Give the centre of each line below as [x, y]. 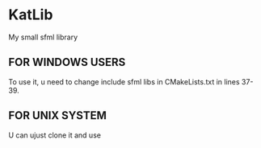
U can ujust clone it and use [55, 135]
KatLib [31, 15]
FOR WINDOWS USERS [67, 62]
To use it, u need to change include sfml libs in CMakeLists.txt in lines [124, 81]
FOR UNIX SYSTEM [58, 115]
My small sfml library [43, 37]
